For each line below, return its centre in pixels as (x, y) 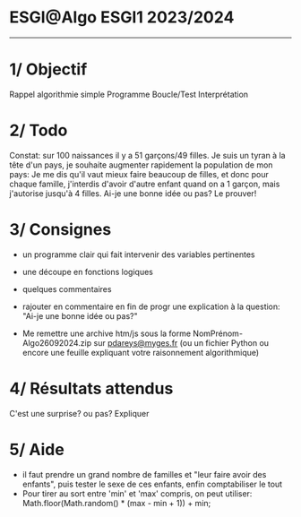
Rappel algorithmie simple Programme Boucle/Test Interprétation (129, 94)
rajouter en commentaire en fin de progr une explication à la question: (151, 306)
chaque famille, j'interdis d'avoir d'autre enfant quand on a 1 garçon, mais (145, 184)
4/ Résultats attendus (91, 388)
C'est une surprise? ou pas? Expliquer (79, 413)
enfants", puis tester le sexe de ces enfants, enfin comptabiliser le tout (152, 484)
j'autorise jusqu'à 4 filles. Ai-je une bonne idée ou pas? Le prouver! (133, 193)
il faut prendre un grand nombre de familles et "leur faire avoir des (144, 474)
